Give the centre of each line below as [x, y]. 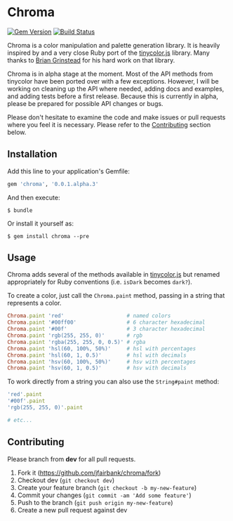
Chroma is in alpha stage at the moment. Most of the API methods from [110, 74]
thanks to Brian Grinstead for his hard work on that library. [91, 60]
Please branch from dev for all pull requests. [72, 459]
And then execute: [34, 197]
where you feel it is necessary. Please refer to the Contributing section [109, 124]
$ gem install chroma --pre [48, 236]
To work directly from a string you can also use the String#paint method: [113, 382]
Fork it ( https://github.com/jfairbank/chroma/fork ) [89, 473]
